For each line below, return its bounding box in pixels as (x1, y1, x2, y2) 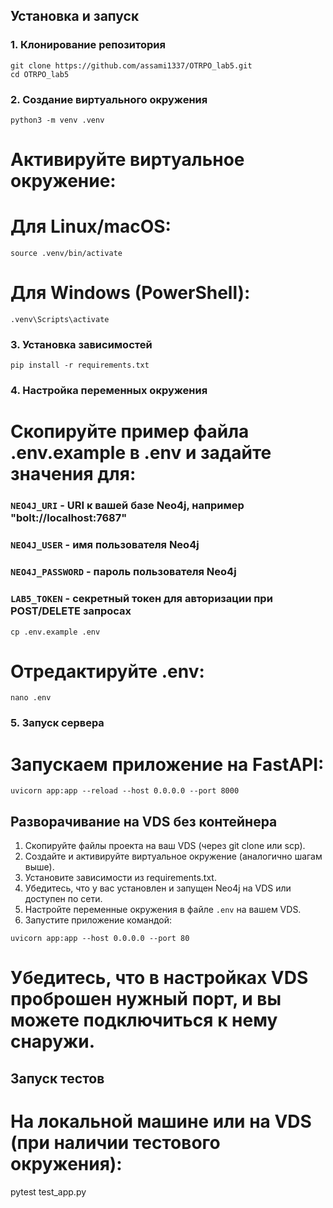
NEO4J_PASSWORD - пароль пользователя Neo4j (10, 565, 237, 579)
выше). (24, 861, 55, 873)
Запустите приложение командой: (24, 914, 172, 926)
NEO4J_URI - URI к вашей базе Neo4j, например (10, 499, 245, 513)
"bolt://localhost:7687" (10, 511, 128, 525)
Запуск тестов (10, 1070, 105, 1087)
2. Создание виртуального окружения (10, 92, 208, 106)
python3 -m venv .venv (10, 115, 105, 125)
